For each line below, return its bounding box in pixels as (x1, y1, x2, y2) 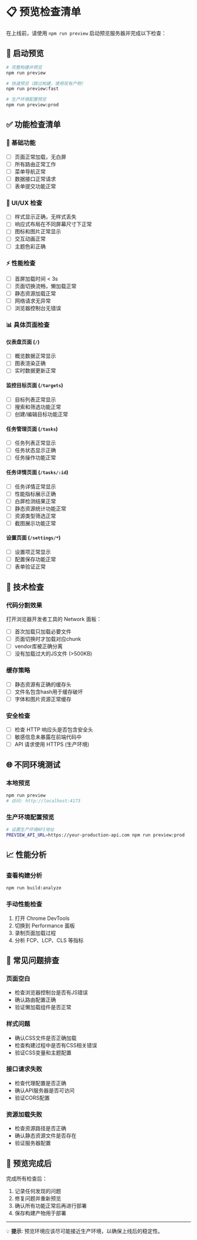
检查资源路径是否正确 (14, 1125, 66, 1132)
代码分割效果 (6, 601, 43, 609)
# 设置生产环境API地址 (6, 826, 55, 832)
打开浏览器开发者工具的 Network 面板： (6, 615, 102, 623)
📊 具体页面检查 (6, 321, 50, 329)
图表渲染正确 (14, 359, 46, 367)
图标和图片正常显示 (14, 228, 62, 235)
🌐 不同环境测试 (6, 760, 60, 769)
